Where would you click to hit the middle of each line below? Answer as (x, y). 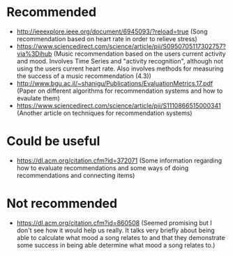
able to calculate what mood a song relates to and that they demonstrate (121, 237)
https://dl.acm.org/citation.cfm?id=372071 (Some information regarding (119, 160)
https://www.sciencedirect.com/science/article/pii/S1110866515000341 (119, 105)
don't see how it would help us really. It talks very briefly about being (116, 230)
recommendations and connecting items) (76, 175)
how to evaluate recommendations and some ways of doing (103, 167)
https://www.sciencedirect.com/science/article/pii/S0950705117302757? (121, 46)
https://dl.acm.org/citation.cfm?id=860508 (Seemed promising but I (114, 223)
